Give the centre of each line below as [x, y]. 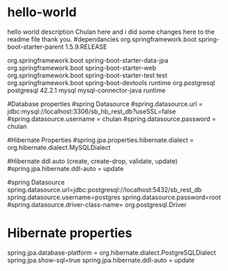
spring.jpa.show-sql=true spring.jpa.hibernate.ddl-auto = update [101, 260]
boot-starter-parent [36, 46]
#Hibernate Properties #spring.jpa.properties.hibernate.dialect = [101, 140]
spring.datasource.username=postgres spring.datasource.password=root [114, 197]
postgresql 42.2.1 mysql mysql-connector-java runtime [87, 90]
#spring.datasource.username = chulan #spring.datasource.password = [112, 119]
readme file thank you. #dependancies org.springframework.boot [102, 39]
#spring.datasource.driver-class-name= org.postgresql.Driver [97, 204]
